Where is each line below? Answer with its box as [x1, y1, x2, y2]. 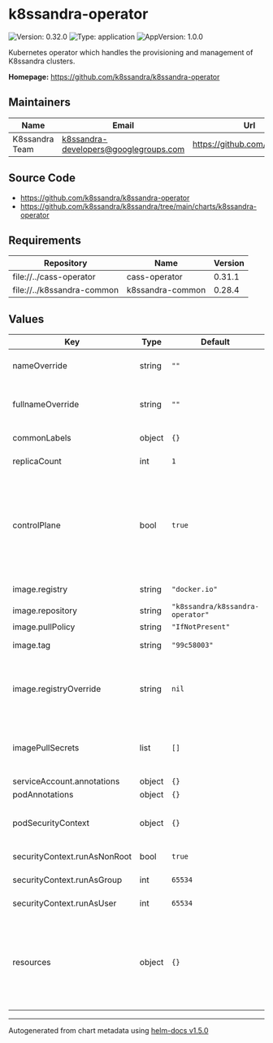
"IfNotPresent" [171, 623, 230, 632]
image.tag [12, 640, 51, 651]
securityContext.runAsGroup [12, 875, 123, 886]
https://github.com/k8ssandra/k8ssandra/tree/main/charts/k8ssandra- [19, 201, 258, 211]
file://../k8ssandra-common [12, 285, 119, 296]
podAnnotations [12, 789, 74, 801]
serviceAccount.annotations [12, 776, 120, 787]
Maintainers [8, 95, 71, 110]
